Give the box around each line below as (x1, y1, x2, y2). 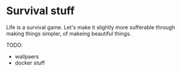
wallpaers (14, 53, 39, 60)
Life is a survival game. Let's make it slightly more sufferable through (6, 24, 176, 31)
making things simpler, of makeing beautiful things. (6, 30, 132, 37)
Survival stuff (6, 4, 75, 18)
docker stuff (14, 59, 45, 66)
